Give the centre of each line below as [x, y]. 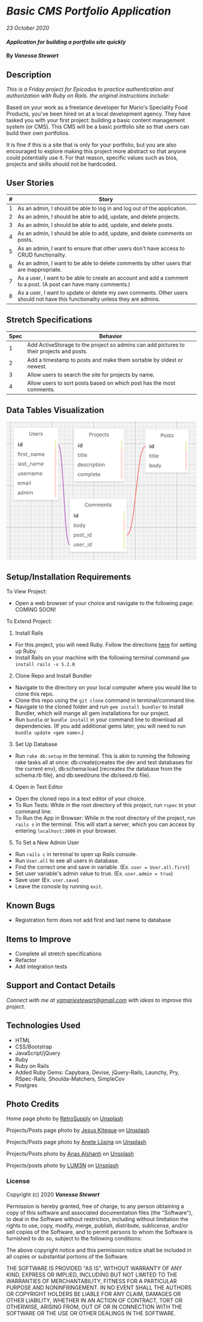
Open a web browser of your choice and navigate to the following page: [104, 603]
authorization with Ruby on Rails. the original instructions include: [88, 96]
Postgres [26, 1085]
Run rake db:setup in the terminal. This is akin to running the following [102, 756]
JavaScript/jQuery [37, 1053]
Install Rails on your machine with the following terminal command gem [102, 658]
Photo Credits [33, 1104]
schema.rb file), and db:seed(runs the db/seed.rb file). [83, 775]
